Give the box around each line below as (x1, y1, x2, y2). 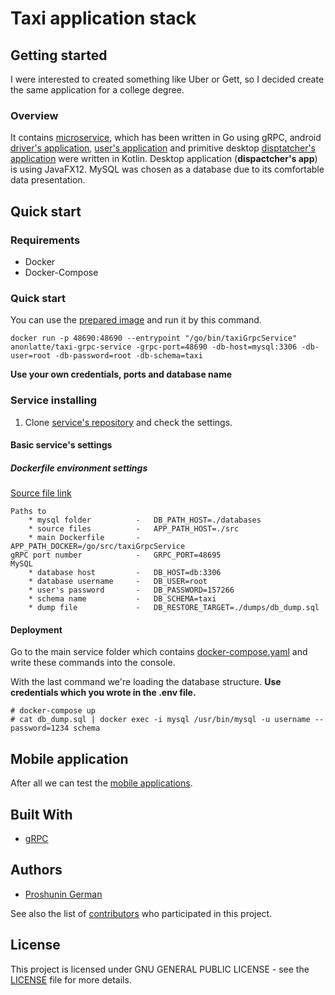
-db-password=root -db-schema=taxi (54, 351, 203, 361)
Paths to (10, 507, 47, 517)
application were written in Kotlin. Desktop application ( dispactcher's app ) (10, 153, 318, 165)
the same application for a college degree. (10, 84, 185, 96)
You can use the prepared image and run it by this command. (10, 314, 262, 326)
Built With (10, 806, 73, 823)
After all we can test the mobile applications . (10, 777, 193, 789)
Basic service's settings (10, 439, 113, 451)
